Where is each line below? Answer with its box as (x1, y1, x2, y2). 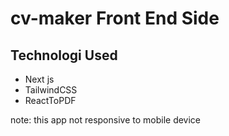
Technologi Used (10, 47, 118, 64)
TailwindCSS (24, 84, 78, 96)
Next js (24, 73, 55, 85)
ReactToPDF (24, 95, 77, 106)
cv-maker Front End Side (10, 7, 220, 30)
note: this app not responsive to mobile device (10, 114, 202, 126)
